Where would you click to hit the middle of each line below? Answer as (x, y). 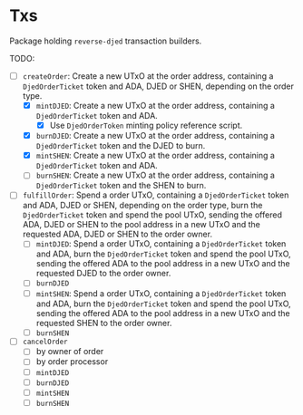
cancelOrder (45, 342)
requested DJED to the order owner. (103, 274)
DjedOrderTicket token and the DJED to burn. (121, 146)
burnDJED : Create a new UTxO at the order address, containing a (155, 136)
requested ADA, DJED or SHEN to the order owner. (117, 234)
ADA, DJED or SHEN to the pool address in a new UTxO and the (141, 225)
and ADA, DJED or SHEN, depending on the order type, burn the (142, 206)
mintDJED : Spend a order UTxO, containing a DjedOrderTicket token (161, 244)
